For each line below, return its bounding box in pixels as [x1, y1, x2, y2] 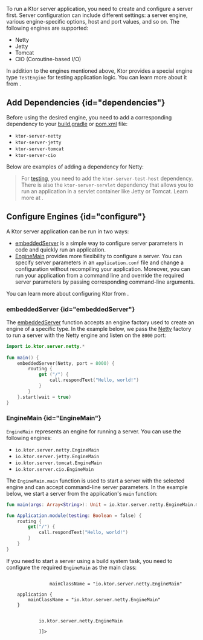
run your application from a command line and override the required [14, 272, 184, 279]
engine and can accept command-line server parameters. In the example [6, 483, 188, 490]
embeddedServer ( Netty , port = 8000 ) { [17, 360, 115, 366]
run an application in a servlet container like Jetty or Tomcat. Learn [21, 187, 188, 195]
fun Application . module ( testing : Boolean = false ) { [6, 512, 142, 519]
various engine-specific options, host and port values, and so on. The [6, 18, 180, 25]
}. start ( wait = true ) [17, 394, 71, 400]
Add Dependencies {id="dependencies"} [6, 98, 166, 108]
